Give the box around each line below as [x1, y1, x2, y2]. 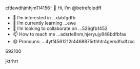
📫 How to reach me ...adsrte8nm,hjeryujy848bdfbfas [12, 31, 127, 37]
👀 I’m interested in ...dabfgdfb [12, 15, 76, 20]
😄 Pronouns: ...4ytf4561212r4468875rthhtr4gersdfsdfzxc [12, 39, 135, 44]
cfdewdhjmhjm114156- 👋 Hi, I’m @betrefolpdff [5, 5, 102, 11]
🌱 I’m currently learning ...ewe [12, 20, 76, 26]
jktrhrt [5, 58, 18, 64]
